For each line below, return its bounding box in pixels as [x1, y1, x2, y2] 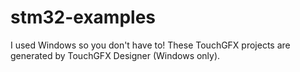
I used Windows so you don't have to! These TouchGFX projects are [10, 39, 291, 51]
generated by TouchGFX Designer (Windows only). [10, 49, 221, 61]
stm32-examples [10, 6, 157, 29]
